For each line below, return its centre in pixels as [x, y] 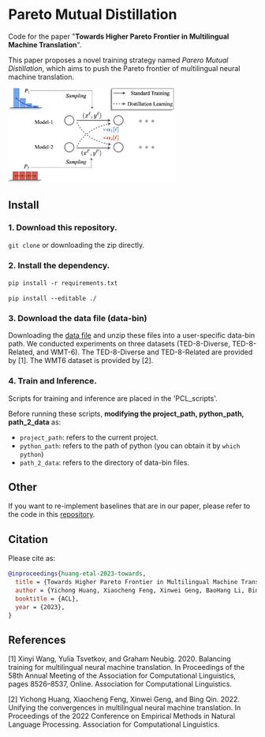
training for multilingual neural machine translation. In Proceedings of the [127, 668]
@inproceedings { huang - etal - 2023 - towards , [77, 574]
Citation [28, 539]
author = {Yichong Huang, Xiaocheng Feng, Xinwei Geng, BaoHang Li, [130, 590]
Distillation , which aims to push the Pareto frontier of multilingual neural [124, 68]
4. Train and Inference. [52, 381]
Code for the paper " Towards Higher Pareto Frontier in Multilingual [119, 36]
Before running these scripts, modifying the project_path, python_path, [126, 413]
